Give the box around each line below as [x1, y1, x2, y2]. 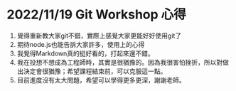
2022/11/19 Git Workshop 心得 [6, 6, 186, 23]
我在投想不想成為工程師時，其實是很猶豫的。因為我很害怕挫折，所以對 [16, 58, 223, 66]
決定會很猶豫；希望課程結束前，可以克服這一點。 [23, 67, 167, 75]
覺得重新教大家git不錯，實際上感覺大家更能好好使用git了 [16, 31, 182, 40]
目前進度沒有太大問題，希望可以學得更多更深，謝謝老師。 [16, 75, 186, 84]
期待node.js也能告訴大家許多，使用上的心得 [16, 40, 145, 48]
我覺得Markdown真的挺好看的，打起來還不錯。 [16, 49, 154, 58]
